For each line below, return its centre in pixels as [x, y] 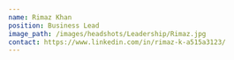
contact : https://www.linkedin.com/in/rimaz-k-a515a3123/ [117, 42]
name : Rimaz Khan [40, 17]
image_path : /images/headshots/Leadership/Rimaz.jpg [107, 34]
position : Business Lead [54, 26]
